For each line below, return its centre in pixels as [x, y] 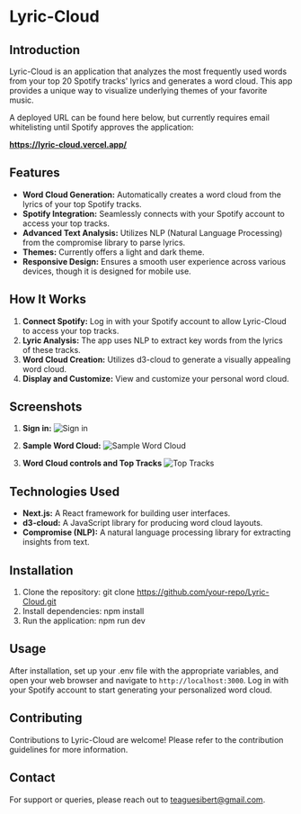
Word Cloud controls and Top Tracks [92, 463]
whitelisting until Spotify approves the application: [102, 127]
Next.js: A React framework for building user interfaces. [126, 513]
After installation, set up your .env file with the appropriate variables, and [144, 670]
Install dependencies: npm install [83, 611]
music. [22, 100]
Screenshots [46, 407]
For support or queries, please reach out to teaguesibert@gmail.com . [137, 800]
